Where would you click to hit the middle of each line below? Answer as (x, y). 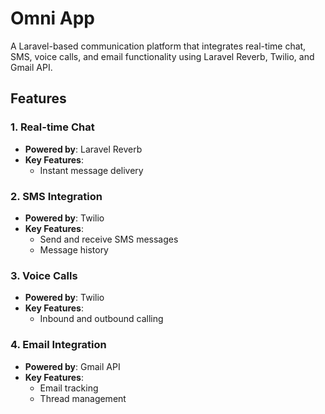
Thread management (83, 398)
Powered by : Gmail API (72, 366)
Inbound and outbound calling (101, 319)
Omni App (52, 18)
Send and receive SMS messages (109, 239)
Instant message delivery (91, 170)
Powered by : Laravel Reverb (83, 149)
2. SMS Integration (56, 196)
